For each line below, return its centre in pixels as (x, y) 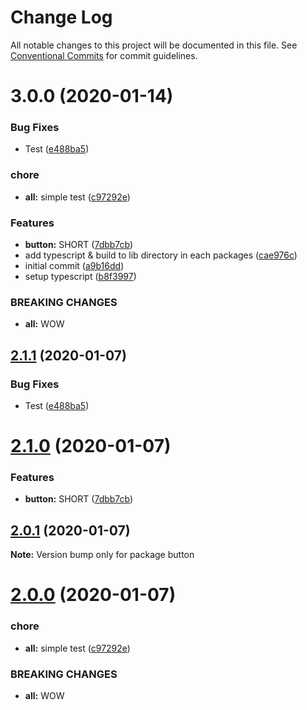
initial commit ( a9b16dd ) (74, 266)
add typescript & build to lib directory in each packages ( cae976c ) (161, 255)
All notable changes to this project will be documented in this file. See (154, 45)
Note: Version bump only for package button (102, 555)
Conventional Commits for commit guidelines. (104, 55)
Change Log (61, 17)
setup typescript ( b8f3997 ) (80, 277)
